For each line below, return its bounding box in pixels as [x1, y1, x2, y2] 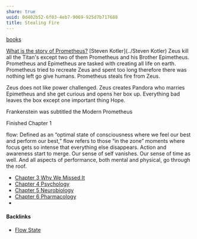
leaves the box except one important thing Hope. [6, 97, 126, 104]
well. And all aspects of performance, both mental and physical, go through [6, 157, 190, 164]
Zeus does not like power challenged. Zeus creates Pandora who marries [6, 84, 185, 91]
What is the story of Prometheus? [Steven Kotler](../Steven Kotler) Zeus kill [6, 47, 189, 55]
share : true [6, 8, 36, 15]
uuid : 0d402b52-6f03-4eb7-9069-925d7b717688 [6, 14, 118, 20]
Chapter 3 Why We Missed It [14, 174, 85, 181]
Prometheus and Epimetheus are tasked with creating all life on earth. [6, 60, 176, 67]
